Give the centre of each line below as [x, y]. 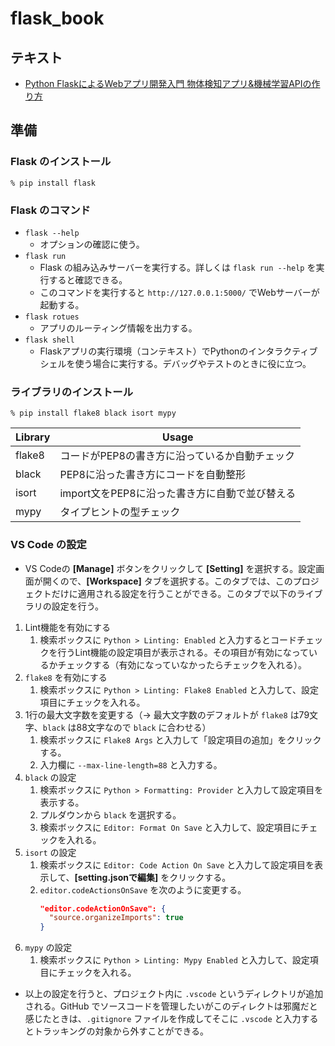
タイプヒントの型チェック [120, 512]
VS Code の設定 [48, 545]
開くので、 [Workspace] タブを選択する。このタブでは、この [167, 581]
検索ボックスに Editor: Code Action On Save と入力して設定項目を [177, 864]
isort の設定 [50, 852]
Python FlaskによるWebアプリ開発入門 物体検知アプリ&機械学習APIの [168, 83]
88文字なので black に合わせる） [144, 727]
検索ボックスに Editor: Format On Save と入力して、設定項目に [170, 827]
